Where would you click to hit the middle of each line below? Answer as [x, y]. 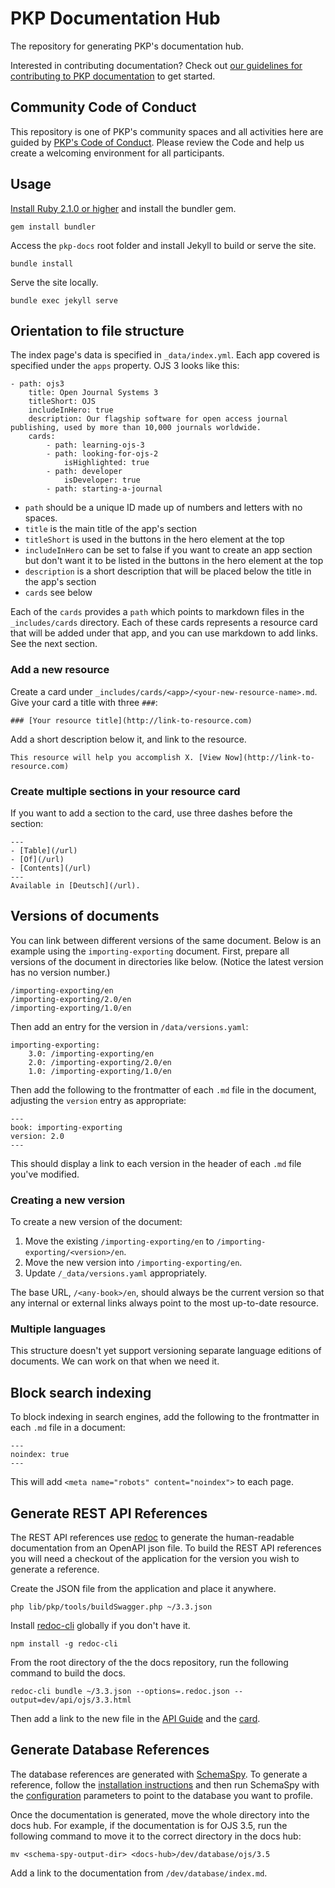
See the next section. [54, 644]
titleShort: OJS [62, 402]
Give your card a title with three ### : [84, 702]
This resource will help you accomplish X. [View [116, 757]
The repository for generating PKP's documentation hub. [127, 46]
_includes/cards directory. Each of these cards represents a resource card [164, 623]
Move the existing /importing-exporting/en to [119, 1241]
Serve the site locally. [54, 282]
